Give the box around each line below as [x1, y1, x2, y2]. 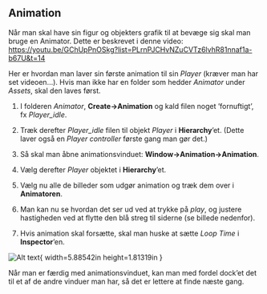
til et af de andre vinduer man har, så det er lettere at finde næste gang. [8, 276, 245, 286]
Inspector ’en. [19, 236, 66, 247]
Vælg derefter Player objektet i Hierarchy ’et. [19, 164, 167, 175]
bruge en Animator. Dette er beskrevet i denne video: [8, 36, 184, 46]
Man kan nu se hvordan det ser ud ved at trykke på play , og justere [19, 204, 242, 214]
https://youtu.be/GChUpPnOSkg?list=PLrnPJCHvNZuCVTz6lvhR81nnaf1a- [8, 44, 253, 54]
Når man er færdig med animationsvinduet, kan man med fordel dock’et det [8, 268, 257, 277]
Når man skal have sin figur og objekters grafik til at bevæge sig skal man [8, 27, 251, 37]
